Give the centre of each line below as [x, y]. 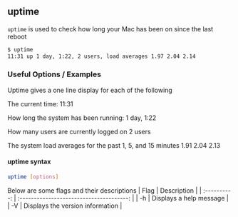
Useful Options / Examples [55, 74]
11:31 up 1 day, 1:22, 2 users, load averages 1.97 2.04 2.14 [102, 56]
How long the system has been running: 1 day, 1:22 [82, 118]
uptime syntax [29, 162]
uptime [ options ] [33, 177]
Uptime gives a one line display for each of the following [90, 90]
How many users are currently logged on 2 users [79, 131]
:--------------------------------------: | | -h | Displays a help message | [123, 198]
